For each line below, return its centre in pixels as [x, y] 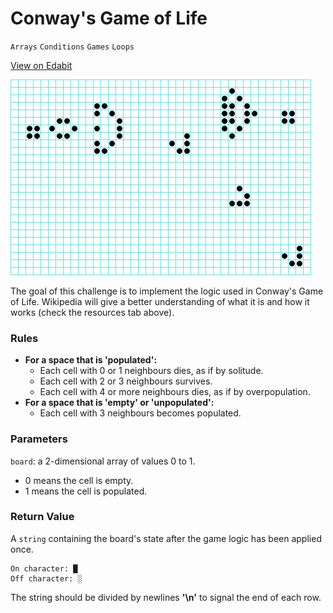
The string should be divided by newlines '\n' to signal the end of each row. [166, 597]
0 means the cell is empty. [79, 480]
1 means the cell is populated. [86, 491]
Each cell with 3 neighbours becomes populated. [140, 413]
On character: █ [44, 568]
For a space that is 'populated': [91, 360]
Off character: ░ [46, 578]
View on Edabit [41, 65]
